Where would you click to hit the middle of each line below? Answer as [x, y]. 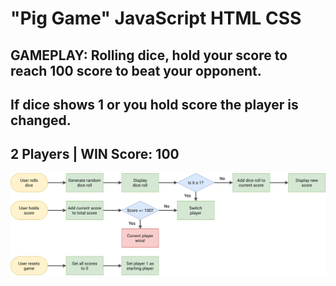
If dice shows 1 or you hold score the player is [154, 104]
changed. [41, 120]
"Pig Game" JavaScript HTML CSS [156, 18]
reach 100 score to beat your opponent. [136, 70]
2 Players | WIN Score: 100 [95, 154]
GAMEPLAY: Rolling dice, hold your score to [149, 55]
